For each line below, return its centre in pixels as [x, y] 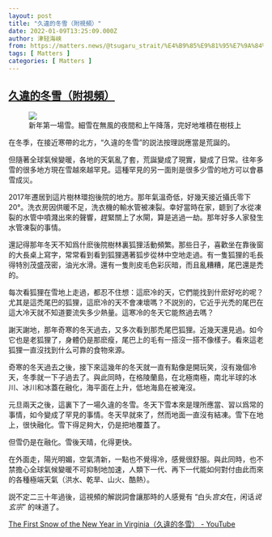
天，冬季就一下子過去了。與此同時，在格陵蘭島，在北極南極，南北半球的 [129, 377]
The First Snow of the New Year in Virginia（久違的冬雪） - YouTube [122, 524]
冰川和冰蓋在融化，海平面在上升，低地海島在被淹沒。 [111, 387]
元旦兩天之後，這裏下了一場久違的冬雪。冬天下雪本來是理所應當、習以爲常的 [136, 404]
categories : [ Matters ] [50, 62]
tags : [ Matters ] [39, 53]
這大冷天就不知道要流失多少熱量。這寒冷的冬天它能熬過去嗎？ [111, 312]
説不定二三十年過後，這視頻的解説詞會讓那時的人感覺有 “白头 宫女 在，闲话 [132, 497]
